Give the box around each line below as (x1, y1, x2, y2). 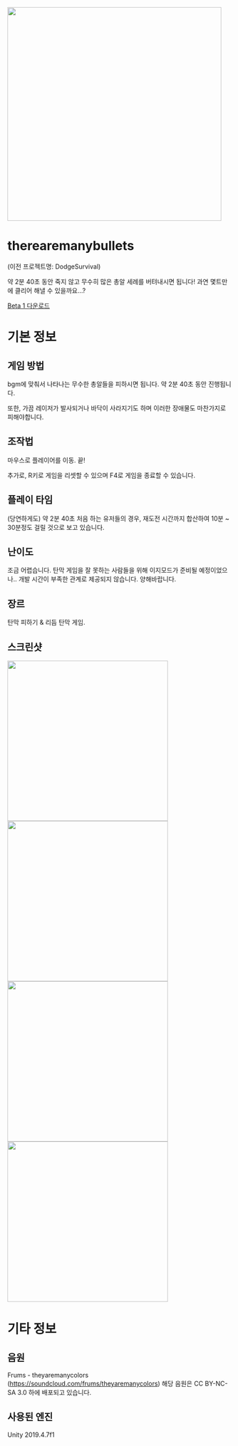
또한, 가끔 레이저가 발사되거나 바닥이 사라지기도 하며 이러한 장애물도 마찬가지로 (7, 403, 227, 412)
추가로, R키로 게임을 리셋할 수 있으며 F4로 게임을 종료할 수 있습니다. (7, 471, 196, 479)
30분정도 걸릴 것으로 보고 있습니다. (7, 523, 105, 531)
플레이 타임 (7, 494, 53, 506)
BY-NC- (205, 1379, 228, 1388)
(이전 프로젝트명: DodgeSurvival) (7, 262, 101, 271)
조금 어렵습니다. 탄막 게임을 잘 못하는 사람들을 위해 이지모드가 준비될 (7, 566, 197, 575)
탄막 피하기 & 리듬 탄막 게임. (7, 618, 86, 627)
